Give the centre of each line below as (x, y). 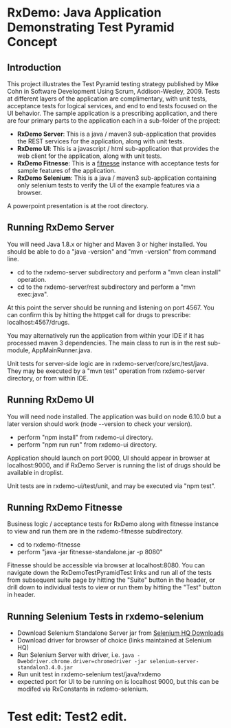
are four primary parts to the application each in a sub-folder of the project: (114, 121)
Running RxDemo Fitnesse (65, 508)
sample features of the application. (66, 171)
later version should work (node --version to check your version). (100, 424)
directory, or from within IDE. (48, 378)
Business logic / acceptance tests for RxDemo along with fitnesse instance (113, 524)
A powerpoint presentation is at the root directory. (78, 206)
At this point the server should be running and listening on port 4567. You (111, 307)
